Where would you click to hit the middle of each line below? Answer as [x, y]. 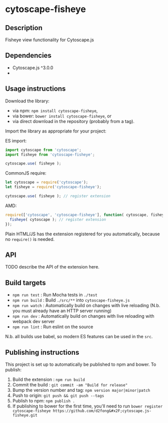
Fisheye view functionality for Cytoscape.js [49, 40]
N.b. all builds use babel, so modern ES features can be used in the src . [79, 337]
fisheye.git [25, 415]
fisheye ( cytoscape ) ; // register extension [58, 219]
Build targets [25, 283]
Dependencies [28, 55]
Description [24, 28]
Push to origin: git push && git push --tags [58, 395]
